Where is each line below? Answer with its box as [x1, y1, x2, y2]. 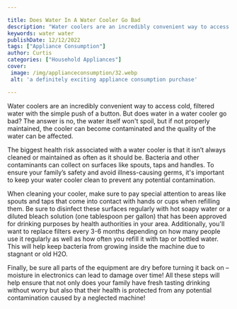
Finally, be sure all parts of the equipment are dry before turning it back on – [7, 263, 229, 271]
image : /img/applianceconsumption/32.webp [10, 69, 138, 77]
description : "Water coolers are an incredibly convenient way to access [7, 23, 230, 30]
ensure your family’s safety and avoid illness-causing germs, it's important [7, 168, 224, 176]
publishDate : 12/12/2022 [7, 36, 81, 43]
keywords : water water [7, 30, 74, 37]
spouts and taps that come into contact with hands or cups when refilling [7, 196, 221, 206]
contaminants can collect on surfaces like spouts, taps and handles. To [7, 160, 214, 169]
